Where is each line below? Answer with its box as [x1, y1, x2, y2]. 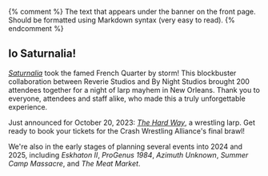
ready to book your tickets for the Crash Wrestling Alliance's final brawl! [8, 126, 246, 135]
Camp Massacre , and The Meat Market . [8, 158, 141, 168]
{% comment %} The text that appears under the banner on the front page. [8, 7, 256, 16]
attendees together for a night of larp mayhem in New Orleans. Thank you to [8, 85, 260, 94]
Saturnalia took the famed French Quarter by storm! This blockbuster [8, 68, 237, 78]
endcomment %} [8, 24, 64, 33]
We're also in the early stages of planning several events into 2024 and [8, 142, 242, 151]
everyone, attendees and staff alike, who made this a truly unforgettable [8, 94, 246, 103]
